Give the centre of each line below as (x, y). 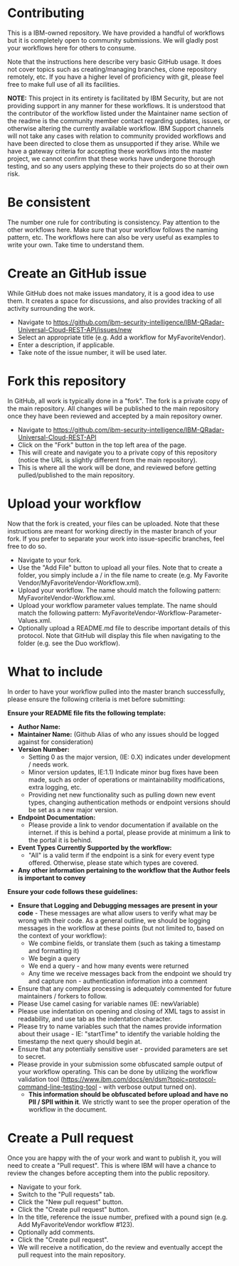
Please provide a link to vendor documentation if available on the (123, 825)
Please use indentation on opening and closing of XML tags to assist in (121, 1011)
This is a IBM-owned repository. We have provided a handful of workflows (116, 33)
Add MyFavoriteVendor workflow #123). (76, 1224)
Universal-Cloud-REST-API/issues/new (75, 329)
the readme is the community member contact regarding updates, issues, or (119, 121)
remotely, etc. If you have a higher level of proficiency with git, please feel (116, 77)
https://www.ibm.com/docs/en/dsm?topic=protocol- (140, 1079)
